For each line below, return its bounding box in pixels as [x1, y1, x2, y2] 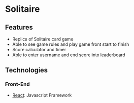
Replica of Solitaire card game [12, 36, 74, 42]
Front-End [5, 81, 30, 88]
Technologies [5, 66, 48, 74]
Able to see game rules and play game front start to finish [12, 41, 130, 47]
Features [5, 23, 33, 32]
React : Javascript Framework [12, 92, 72, 98]
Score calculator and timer [12, 47, 67, 52]
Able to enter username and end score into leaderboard [12, 52, 126, 58]
